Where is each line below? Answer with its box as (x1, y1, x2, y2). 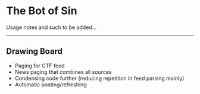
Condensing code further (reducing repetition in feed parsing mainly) (14, 74, 185, 82)
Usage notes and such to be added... (6, 24, 97, 31)
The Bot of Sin (6, 4, 77, 18)
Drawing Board (6, 46, 62, 57)
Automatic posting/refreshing (14, 81, 87, 88)
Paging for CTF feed (14, 62, 65, 69)
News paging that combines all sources (14, 68, 112, 75)
